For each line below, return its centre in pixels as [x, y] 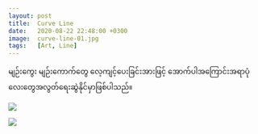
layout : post [30, 16]
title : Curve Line [41, 23]
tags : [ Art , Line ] [43, 46]
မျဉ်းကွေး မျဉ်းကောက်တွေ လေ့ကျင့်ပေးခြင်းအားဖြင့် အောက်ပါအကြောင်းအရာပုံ [129, 71]
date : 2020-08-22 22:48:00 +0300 [68, 31]
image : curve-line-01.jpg [54, 38]
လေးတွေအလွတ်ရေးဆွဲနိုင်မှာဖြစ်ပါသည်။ [71, 87]
